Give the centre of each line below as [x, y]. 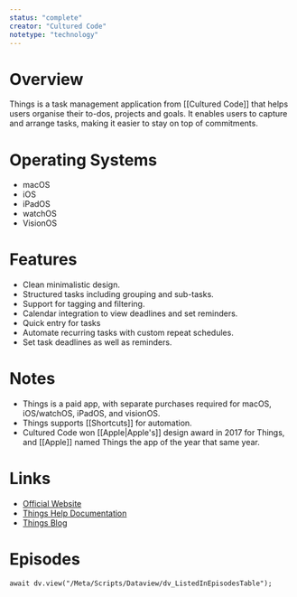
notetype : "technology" [54, 34]
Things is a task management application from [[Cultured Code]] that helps [149, 104]
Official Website [52, 504]
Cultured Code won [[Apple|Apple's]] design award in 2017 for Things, [153, 433]
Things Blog [45, 523]
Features [43, 260]
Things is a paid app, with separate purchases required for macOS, [147, 404]
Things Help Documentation [74, 513]
